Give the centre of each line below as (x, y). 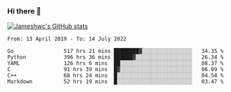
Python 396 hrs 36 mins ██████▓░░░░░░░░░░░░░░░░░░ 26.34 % (115, 58)
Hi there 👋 (24, 11)
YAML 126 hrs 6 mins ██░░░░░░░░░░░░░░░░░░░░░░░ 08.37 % (115, 63)
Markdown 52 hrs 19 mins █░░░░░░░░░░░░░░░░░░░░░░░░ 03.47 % (115, 82)
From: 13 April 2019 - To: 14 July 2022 (67, 39)
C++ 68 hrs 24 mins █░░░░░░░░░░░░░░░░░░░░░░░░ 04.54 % (115, 76)
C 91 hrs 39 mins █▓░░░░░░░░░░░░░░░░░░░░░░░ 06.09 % (115, 70)
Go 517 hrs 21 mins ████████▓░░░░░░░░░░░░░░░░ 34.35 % (115, 52)
